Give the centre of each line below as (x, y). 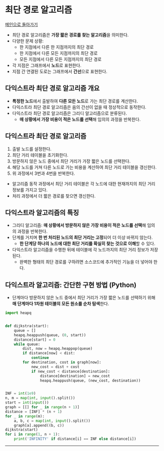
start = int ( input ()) (27, 403)
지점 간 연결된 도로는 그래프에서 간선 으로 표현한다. (60, 71)
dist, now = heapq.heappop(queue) (58, 349)
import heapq (18, 313)
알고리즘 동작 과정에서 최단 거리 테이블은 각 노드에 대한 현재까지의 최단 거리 (84, 184)
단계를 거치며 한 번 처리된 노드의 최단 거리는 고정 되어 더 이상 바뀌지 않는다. (82, 238)
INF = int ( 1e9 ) (20, 393)
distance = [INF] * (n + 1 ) (34, 411)
